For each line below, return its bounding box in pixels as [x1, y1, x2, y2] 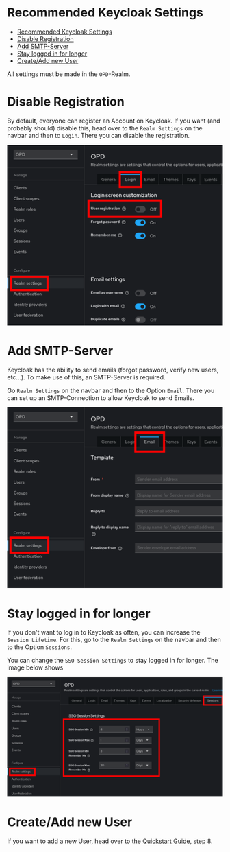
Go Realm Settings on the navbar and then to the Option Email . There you [7, 386, 215, 395]
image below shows [7, 663, 64, 672]
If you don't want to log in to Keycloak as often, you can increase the [7, 628, 201, 637]
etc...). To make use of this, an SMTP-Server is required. [7, 373, 166, 381]
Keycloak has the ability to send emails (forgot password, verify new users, [7, 366, 219, 375]
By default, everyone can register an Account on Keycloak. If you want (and [7, 117, 220, 125]
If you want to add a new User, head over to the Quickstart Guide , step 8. [7, 837, 214, 845]
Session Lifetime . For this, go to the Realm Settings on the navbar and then [7, 636, 221, 644]
